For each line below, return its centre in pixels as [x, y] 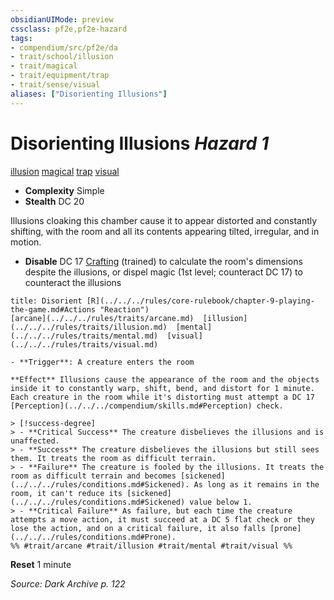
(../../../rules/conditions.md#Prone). [93, 537]
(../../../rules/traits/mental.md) [84, 336]
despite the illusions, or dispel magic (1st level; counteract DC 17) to [163, 272]
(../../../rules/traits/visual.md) [84, 344]
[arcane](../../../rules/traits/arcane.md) [102, 318]
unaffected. [35, 441]
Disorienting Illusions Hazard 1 [139, 143]
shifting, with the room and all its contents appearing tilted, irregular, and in [165, 231]
